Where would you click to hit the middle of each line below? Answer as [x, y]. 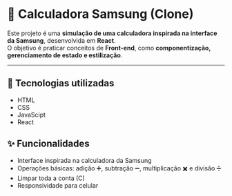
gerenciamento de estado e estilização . [65, 55]
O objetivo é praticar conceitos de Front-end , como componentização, [109, 48]
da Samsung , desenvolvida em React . [61, 40]
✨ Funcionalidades [48, 144]
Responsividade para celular [58, 185]
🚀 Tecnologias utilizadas [61, 83]
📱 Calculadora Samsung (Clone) [100, 14]
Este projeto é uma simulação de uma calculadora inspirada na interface [112, 33]
